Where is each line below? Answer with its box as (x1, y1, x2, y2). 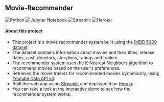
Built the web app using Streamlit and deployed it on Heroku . (12, 81, 135, 87)
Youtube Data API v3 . (12, 76, 55, 81)
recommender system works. (12, 91, 71, 97)
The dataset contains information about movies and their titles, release (12, 50, 155, 55)
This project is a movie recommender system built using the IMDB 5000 (12, 39, 157, 45)
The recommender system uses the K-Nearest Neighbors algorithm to (12, 60, 153, 66)
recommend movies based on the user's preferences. (12, 65, 121, 71)
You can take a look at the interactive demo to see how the (12, 86, 131, 92)
